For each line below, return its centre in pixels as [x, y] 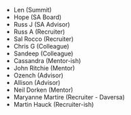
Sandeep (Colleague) [43, 53]
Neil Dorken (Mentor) [43, 90]
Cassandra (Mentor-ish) [47, 61]
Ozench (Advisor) [38, 75]
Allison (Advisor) [37, 82]
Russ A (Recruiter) [39, 31]
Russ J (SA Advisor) [42, 24]
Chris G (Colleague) [41, 46]
